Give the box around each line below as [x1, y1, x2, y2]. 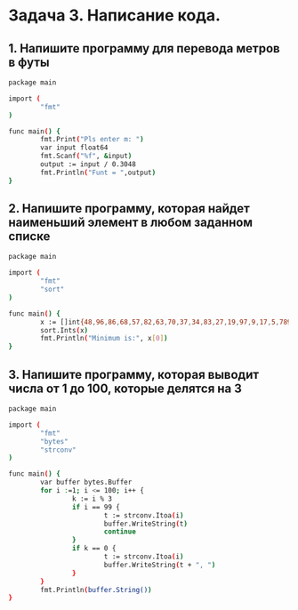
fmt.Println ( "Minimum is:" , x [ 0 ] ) [40, 334, 168, 343]
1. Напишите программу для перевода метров [8, 41, 281, 56]
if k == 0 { [71, 544, 117, 553]
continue [103, 527, 137, 536]
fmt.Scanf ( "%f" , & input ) [40, 152, 133, 161]
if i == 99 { [71, 502, 121, 511]
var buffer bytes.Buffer [40, 478, 133, 487]
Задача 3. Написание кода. [8, 5, 221, 26]
